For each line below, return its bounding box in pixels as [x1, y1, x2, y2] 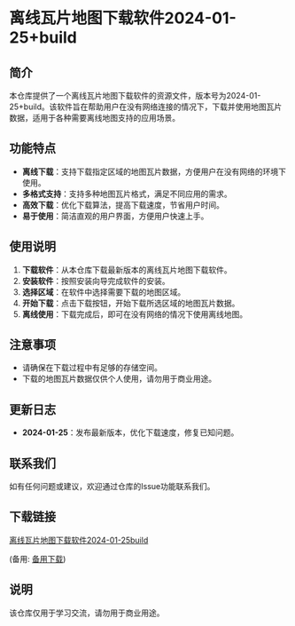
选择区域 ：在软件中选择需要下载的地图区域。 [21, 286, 186, 297]
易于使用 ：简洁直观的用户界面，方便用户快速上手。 [21, 210, 209, 221]
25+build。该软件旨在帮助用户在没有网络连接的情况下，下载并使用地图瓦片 [9, 101, 283, 112]
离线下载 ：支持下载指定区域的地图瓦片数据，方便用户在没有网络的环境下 [21, 166, 286, 177]
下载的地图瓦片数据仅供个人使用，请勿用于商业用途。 [21, 374, 217, 384]
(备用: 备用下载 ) [9, 553, 66, 564]
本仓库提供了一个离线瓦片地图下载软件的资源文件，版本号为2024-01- [9, 91, 261, 100]
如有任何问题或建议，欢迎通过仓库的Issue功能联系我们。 [9, 481, 215, 492]
